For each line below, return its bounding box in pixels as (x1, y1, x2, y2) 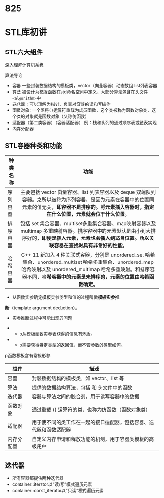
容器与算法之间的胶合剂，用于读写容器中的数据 (31, 393, 140, 400)
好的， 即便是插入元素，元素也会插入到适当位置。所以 (27, 235, 150, 241)
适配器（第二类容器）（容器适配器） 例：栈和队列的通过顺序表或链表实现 (12, 120, 157, 126)
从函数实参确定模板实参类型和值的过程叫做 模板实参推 (12, 294, 120, 300)
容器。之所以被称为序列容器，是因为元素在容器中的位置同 (22, 196, 155, 203)
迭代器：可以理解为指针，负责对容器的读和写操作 (12, 101, 111, 107)
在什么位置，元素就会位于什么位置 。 (46, 211, 130, 217)
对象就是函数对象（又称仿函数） (25, 113, 89, 119)
